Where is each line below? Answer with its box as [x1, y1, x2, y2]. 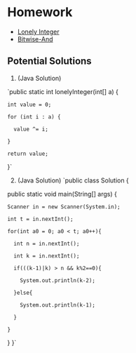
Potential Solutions [7, 55, 93, 67]
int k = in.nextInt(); [13, 252, 80, 260]
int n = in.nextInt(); [13, 240, 80, 247]
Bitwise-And [17, 34, 54, 43]
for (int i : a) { [7, 113, 61, 120]
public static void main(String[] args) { [7, 189, 117, 198]
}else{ [13, 289, 33, 296]
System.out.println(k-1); [20, 301, 96, 309]
